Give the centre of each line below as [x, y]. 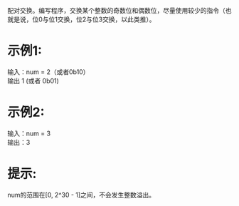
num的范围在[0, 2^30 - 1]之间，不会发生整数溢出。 [81, 195]
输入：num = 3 [29, 133]
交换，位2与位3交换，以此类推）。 [106, 19]
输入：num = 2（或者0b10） [48, 72]
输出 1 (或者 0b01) [33, 81]
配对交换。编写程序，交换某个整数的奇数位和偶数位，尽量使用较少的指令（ [116, 10]
